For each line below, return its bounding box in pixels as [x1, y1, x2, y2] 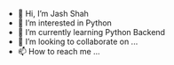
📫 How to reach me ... [17, 47, 100, 56]
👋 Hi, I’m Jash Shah [17, 9, 89, 18]
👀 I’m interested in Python [17, 18, 113, 28]
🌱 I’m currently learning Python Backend [17, 27, 166, 37]
